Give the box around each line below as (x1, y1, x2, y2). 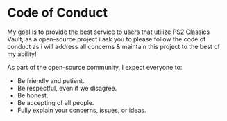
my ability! (7, 50, 37, 58)
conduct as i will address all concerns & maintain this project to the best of (7, 42, 220, 50)
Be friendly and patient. (17, 76, 85, 84)
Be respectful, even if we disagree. (17, 84, 117, 92)
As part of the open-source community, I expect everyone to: (7, 63, 183, 71)
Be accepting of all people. (17, 98, 94, 106)
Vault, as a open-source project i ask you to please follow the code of (7, 35, 206, 43)
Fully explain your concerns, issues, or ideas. (17, 106, 146, 114)
